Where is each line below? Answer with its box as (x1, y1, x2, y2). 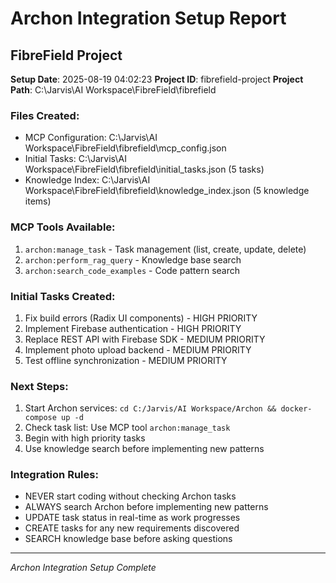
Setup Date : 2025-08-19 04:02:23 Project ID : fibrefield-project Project (10, 73, 304, 85)
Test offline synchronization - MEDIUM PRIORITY (24, 354, 228, 366)
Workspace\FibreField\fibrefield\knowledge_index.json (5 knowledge (24, 185, 310, 197)
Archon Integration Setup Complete (10, 562, 157, 574)
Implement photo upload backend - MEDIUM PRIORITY (24, 343, 252, 356)
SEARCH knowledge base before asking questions (24, 533, 233, 545)
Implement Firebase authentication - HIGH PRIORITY (24, 322, 242, 334)
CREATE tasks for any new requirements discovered (24, 522, 240, 534)
